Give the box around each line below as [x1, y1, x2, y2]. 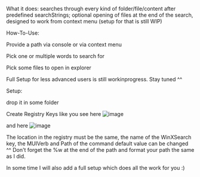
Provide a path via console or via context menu [6, 41, 122, 48]
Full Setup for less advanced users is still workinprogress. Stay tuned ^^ [6, 76, 183, 83]
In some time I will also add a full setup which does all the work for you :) [6, 164, 185, 171]
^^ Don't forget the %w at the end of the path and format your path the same [6, 147, 195, 153]
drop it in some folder [6, 99, 59, 106]
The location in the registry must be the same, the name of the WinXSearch [6, 134, 192, 141]
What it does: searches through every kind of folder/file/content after [6, 5, 176, 12]
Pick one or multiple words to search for [6, 53, 105, 59]
